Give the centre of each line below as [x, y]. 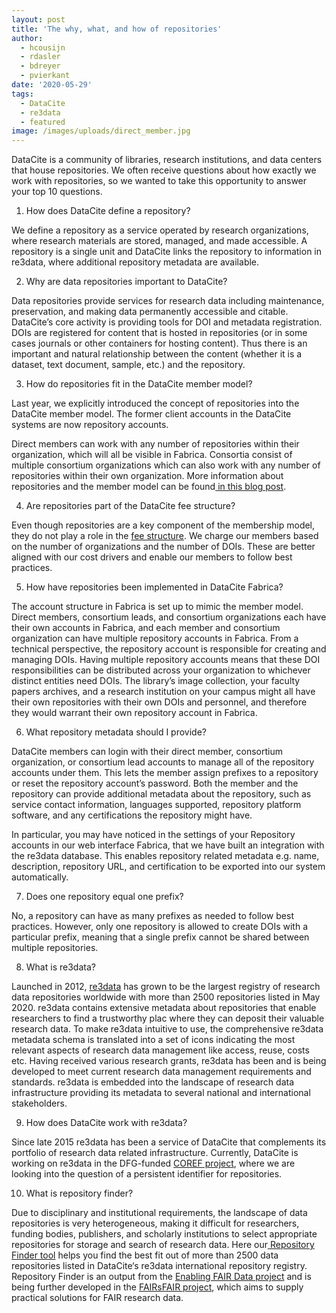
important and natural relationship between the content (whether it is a [157, 354]
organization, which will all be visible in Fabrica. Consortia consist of [152, 455]
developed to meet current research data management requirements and [161, 1072]
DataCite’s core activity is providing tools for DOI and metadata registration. [167, 322]
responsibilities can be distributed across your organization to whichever [161, 670]
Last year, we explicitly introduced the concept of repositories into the [155, 403]
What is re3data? [60, 967]
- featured [43, 122]
